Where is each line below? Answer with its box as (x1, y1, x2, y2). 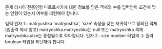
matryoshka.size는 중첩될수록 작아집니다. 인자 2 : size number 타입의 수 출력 (5, 33, 154, 38)
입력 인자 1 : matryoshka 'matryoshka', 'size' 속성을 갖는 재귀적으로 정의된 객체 (5, 21, 158, 26)
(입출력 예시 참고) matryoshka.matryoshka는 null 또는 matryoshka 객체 (5, 27, 143, 33)
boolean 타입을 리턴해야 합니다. (5, 39, 66, 45)
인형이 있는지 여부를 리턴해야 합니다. (10, 10, 80, 16)
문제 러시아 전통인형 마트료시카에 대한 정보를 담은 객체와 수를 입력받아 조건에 (5, 4, 151, 10)
